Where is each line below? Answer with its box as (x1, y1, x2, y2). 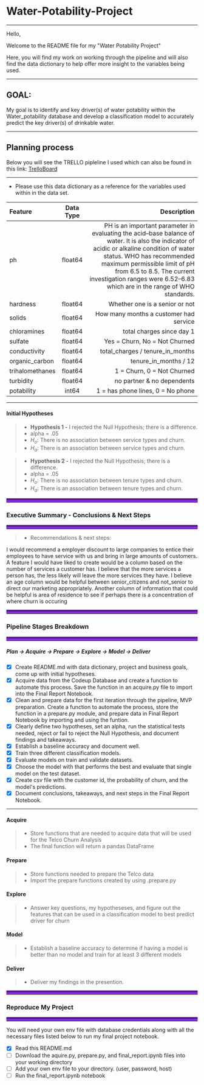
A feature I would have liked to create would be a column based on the (6, 559, 183, 567)
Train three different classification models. (15, 749, 121, 756)
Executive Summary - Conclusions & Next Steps (6, 511, 151, 519)
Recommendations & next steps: (30, 534, 111, 542)
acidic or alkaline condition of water (93, 244, 195, 253)
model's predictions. (15, 783, 67, 790)
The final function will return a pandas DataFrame (30, 843, 154, 850)
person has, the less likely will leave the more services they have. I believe (6, 572, 192, 579)
